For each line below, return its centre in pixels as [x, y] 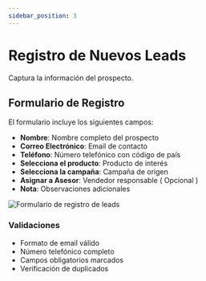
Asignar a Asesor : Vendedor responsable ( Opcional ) [109, 181]
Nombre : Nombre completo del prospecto [89, 138]
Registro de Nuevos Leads [97, 55]
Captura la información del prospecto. [71, 78]
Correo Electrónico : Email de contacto [84, 146]
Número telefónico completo [67, 251]
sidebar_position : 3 [43, 16]
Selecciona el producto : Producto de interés [94, 163]
